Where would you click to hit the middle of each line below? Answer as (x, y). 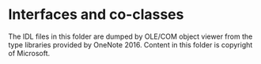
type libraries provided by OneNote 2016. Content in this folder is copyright (130, 44)
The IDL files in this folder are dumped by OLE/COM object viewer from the (130, 36)
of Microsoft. (29, 53)
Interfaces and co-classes (96, 15)
